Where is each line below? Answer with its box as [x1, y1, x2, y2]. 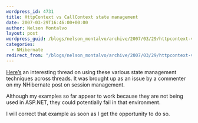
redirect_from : [6, 52, 44, 58]
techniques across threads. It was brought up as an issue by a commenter [6, 75, 186, 82]
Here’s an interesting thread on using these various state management [6, 68, 177, 75]
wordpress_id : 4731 [6, 8, 54, 15]
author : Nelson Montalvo [6, 25, 67, 31]
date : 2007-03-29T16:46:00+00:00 [6, 19, 88, 25]
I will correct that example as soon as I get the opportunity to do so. [6, 110, 170, 117]
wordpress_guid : [6, 36, 46, 42]
